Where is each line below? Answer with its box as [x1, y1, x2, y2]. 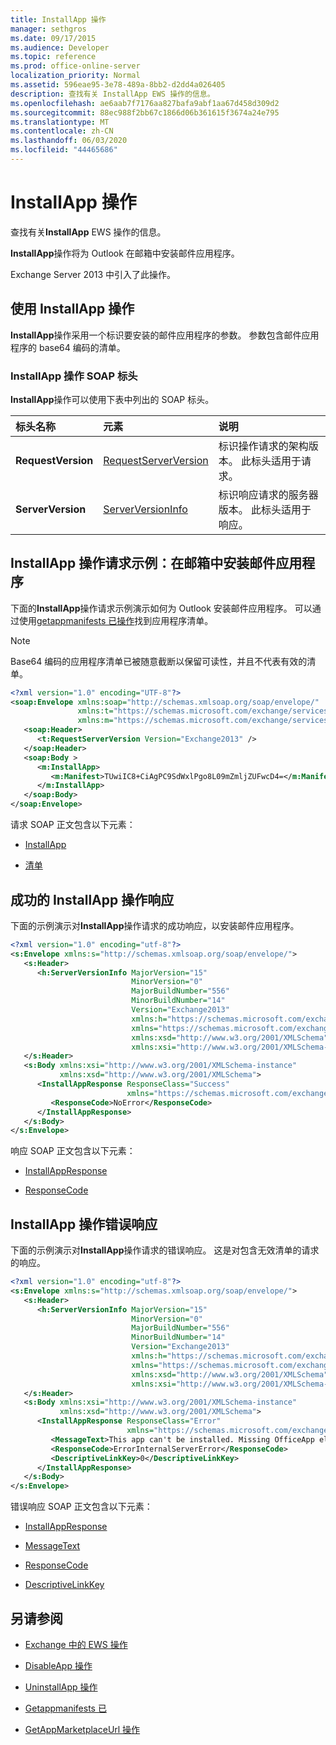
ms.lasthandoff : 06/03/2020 [10, 136, 128, 146]
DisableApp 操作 [24, 1660, 93, 1672]
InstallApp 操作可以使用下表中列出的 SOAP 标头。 [10, 393, 215, 405]
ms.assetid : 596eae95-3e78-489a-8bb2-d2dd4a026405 [10, 80, 226, 90]
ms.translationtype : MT [10, 117, 110, 127]
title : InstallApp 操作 [10, 14, 107, 25]
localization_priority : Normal [10, 71, 141, 81]
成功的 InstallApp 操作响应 [10, 891, 175, 908]
